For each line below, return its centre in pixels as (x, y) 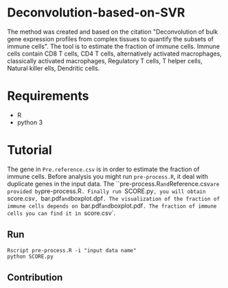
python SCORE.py (30, 256)
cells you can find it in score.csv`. (61, 213)
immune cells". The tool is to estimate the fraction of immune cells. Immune (114, 46)
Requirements (48, 96)
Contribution (35, 277)
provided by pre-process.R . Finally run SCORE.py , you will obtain (106, 191)
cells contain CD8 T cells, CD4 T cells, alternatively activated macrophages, (114, 54)
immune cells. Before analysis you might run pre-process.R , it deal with (107, 176)
